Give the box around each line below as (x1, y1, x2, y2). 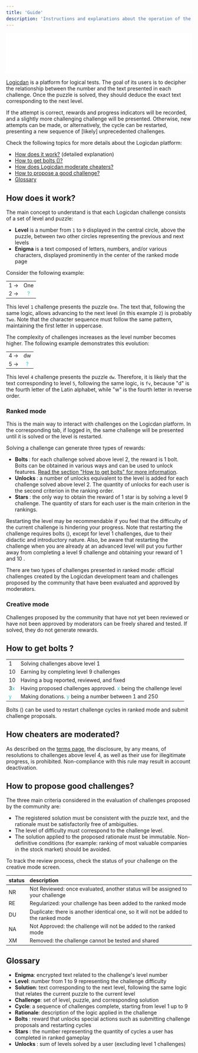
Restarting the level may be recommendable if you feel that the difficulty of (6, 518, 188, 525)
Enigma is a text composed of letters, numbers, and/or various (14, 245, 167, 252)
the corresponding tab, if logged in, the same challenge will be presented (6, 427, 184, 434)
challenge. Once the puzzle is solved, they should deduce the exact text (6, 92, 181, 99)
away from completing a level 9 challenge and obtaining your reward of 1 (6, 549, 183, 556)
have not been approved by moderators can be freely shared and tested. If (6, 620, 187, 627)
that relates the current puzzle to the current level (14, 990, 136, 997)
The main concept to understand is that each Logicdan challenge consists (6, 209, 186, 216)
